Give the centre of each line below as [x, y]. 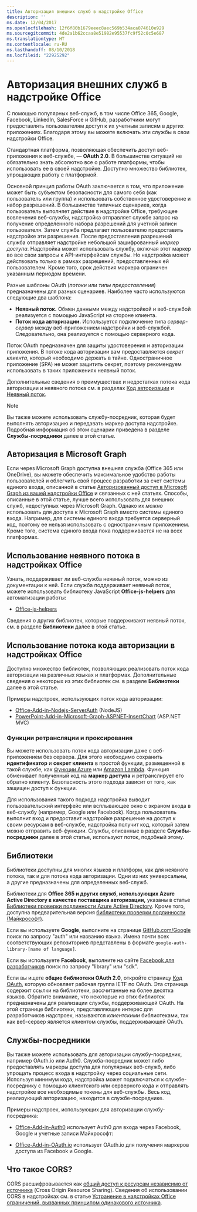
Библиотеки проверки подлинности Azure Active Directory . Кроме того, [96, 906]
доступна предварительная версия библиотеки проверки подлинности [96, 913]
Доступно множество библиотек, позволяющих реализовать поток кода [98, 669]
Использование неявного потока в [73, 556]
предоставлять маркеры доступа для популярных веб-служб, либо [91, 1067]
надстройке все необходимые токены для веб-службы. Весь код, [89, 1091]
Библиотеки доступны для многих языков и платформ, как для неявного [98, 870]
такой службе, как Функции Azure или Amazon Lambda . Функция [88, 770]
